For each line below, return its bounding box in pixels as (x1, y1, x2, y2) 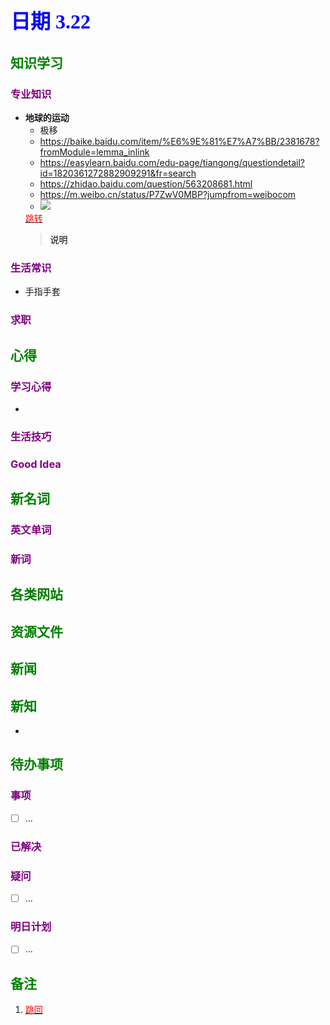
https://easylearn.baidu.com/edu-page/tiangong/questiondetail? (39, 157, 305, 169)
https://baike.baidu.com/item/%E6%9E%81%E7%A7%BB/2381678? (39, 136, 320, 148)
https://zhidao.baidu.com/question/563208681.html (39, 178, 253, 190)
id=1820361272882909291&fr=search (39, 167, 197, 180)
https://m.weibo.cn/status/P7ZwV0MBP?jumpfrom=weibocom (39, 189, 297, 201)
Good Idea (10, 457, 62, 471)
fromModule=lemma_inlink (39, 146, 150, 158)
